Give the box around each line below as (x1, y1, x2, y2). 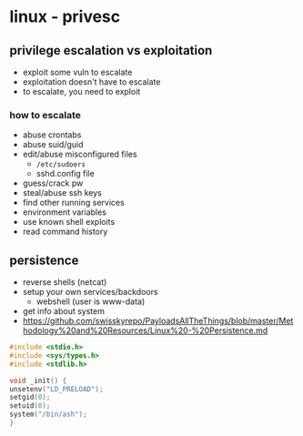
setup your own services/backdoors (22, 287, 158, 298)
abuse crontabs (22, 129, 82, 140)
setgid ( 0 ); (9, 393, 51, 402)
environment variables (22, 207, 107, 218)
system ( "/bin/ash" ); (9, 410, 88, 420)
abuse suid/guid (22, 139, 84, 150)
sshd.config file (35, 168, 96, 179)
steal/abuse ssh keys (22, 188, 102, 198)
